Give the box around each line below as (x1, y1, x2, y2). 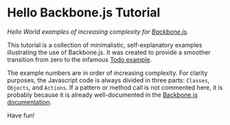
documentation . (7, 98, 52, 106)
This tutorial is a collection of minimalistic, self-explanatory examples (7, 41, 203, 49)
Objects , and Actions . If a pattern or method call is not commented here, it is (7, 83, 223, 91)
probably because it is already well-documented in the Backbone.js (7, 91, 198, 99)
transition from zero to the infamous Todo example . (7, 55, 152, 63)
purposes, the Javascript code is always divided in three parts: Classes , (7, 76, 210, 84)
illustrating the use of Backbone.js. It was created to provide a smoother (7, 48, 211, 56)
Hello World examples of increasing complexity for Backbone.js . (7, 27, 189, 36)
